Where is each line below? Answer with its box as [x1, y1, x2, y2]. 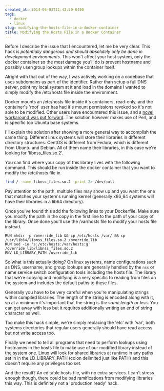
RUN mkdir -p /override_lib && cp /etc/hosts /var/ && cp [5, 233, 125, 238]
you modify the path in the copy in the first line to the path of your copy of [5, 213, 154, 219]
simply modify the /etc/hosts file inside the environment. [5, 89, 119, 95]
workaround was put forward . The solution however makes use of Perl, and [5, 115, 157, 120]
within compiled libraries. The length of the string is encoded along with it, [5, 294, 155, 300]
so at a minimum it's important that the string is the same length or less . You [5, 299, 158, 305]
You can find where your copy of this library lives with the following [5, 160, 141, 165]
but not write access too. [5, 330, 55, 336]
